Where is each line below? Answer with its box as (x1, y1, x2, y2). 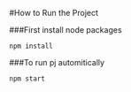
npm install (9, 42, 53, 50)
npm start (9, 74, 46, 83)
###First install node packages (9, 25, 122, 34)
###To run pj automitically (9, 57, 104, 67)
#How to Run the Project (9, 8, 99, 18)
